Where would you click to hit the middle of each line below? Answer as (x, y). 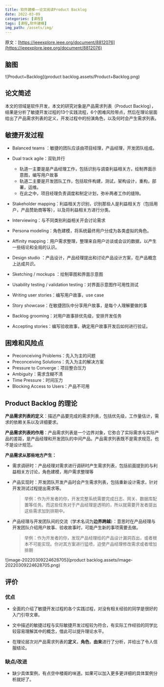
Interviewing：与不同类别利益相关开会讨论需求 (59, 220)
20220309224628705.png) (33, 565)
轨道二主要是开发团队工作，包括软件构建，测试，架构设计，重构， (86, 181)
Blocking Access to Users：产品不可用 (51, 386)
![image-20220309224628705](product (45, 560)
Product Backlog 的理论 (41, 403)
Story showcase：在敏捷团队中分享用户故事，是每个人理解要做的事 (80, 305)
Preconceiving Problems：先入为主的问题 (54, 356)
